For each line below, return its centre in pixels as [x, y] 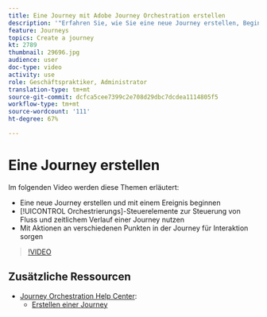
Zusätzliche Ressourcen [70, 277]
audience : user [33, 60]
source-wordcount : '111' [49, 112]
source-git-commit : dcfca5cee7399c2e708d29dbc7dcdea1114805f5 [113, 97]
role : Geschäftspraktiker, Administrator [78, 82]
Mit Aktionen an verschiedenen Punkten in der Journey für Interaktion [134, 228]
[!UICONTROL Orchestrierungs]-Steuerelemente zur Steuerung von [130, 211]
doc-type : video [35, 68]
